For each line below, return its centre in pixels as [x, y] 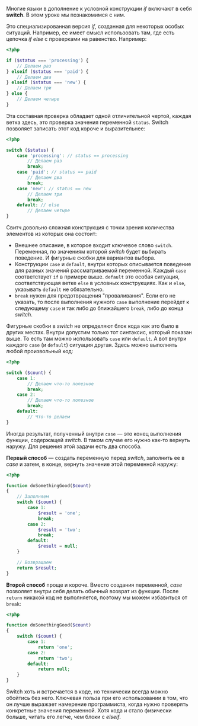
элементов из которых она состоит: [52, 234]
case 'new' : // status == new [54, 188]
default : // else [38, 205]
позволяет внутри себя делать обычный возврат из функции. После [92, 591]
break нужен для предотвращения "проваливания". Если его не [95, 295]
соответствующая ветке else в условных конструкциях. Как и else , [100, 283]
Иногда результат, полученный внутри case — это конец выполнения [94, 434]
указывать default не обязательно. [59, 289]
